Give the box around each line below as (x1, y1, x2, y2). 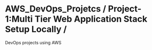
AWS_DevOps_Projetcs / (5, 3, 106, 14)
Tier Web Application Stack (34, 13, 148, 25)
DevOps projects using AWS (5, 39, 62, 45)
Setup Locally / (5, 24, 67, 35)
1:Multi (5, 13, 33, 25)
